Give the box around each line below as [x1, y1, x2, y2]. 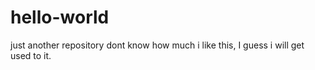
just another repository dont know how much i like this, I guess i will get [10, 39, 305, 51]
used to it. [10, 49, 52, 61]
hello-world [10, 6, 110, 29]
